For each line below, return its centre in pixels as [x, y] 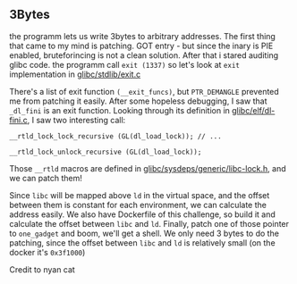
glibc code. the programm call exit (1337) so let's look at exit [124, 64]
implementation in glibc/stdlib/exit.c [75, 74]
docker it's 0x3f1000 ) [47, 252]
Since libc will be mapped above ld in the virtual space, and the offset [140, 195]
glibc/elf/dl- [254, 110]
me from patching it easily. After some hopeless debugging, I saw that [138, 101]
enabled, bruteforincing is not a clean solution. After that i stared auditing [144, 55]
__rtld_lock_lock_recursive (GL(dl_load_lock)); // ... [115, 136]
